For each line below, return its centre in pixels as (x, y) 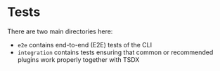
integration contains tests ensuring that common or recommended (115, 52)
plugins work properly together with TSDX (78, 59)
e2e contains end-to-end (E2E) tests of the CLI (85, 45)
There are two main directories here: (60, 31)
